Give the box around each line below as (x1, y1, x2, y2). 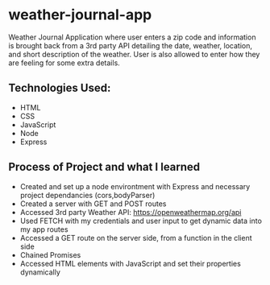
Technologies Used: (8, 81, 111, 95)
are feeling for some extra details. (8, 58, 121, 68)
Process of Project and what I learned (8, 160, 201, 174)
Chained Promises (19, 250, 81, 259)
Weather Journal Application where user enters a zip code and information (8, 32, 256, 42)
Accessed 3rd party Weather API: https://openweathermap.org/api (19, 207, 242, 217)
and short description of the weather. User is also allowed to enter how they (8, 49, 260, 59)
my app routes (19, 224, 69, 234)
